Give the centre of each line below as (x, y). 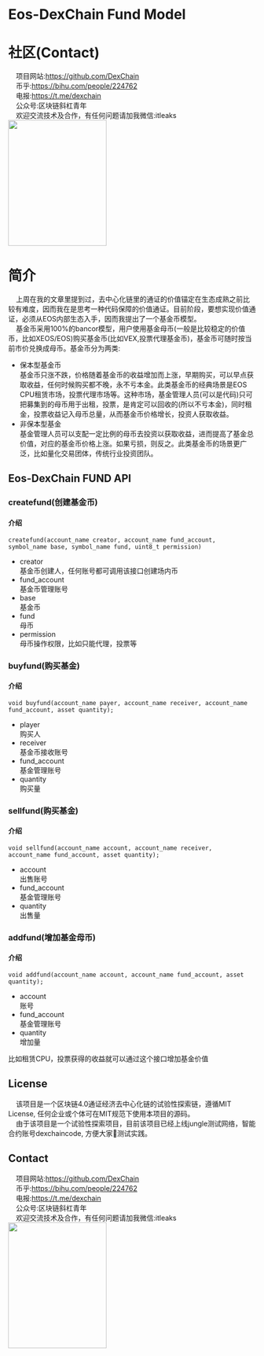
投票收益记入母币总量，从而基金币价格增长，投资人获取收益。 (133, 414)
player (30, 724)
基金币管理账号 (44, 589)
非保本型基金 (40, 424)
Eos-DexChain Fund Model (97, 15)
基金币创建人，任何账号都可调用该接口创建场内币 (99, 571)
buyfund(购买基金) (44, 666)
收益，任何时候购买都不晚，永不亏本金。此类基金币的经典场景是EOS (137, 385)
